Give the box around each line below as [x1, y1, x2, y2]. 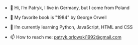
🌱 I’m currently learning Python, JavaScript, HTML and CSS [10, 24, 133, 30]
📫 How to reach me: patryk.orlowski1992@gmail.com [10, 34, 122, 40]
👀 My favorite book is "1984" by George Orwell [10, 14, 107, 20]
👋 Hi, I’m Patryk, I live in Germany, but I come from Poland [10, 5, 129, 10]
